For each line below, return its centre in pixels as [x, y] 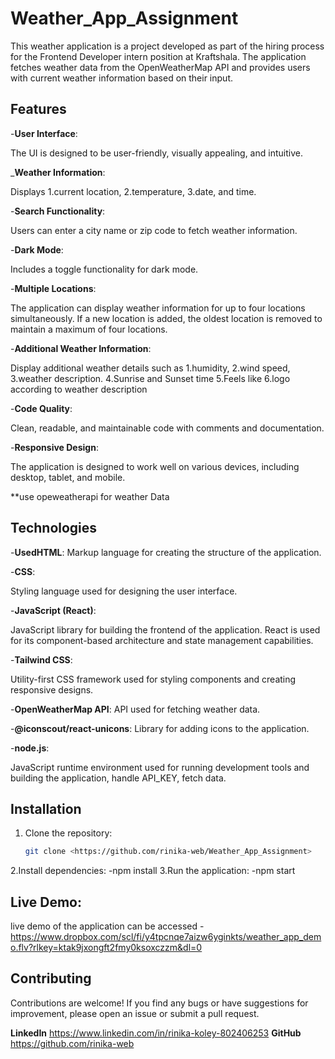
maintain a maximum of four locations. [89, 329]
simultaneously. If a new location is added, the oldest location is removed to [166, 318]
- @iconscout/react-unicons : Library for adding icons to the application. [160, 728]
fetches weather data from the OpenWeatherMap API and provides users [160, 67]
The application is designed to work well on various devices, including [155, 466]
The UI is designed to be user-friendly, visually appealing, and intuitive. [156, 153]
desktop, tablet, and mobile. [68, 477]
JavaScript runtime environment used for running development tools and [160, 767]
